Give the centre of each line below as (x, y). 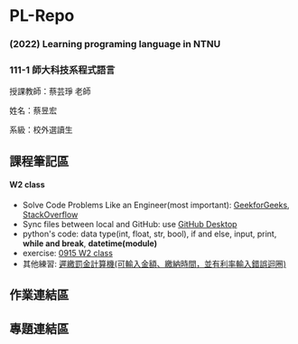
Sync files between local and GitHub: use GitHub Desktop (130, 224)
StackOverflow (50, 215)
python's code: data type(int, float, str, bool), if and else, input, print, (149, 234)
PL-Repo (42, 16)
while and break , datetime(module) (90, 244)
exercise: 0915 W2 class (67, 253)
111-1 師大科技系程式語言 (62, 71)
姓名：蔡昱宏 (33, 110)
